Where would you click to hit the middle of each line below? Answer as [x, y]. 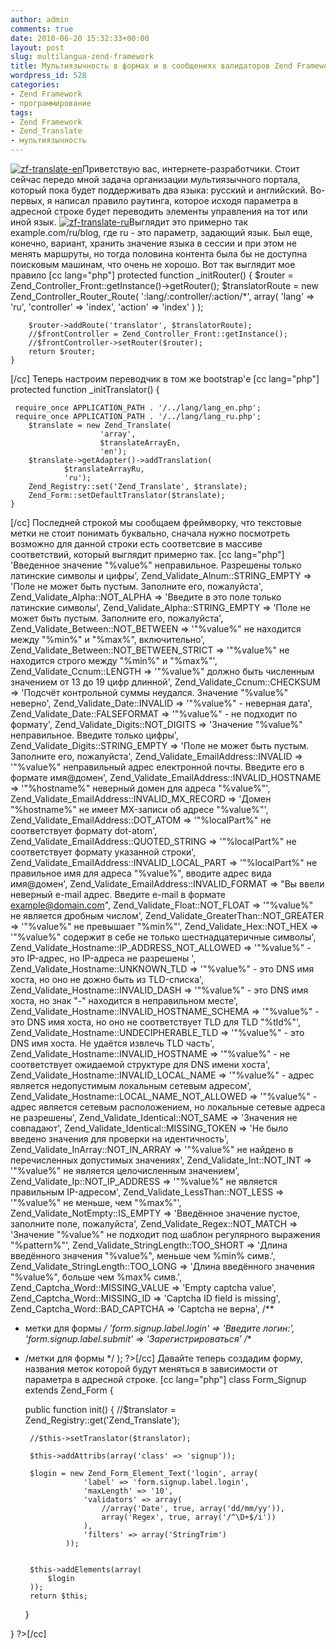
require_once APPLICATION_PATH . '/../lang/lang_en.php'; [138, 408]
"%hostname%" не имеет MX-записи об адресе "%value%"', [139, 809]
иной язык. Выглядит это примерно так [129, 222]
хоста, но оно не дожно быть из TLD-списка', [107, 979]
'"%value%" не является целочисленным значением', [125, 1170]
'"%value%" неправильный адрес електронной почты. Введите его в [157, 767]
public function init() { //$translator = [100, 1409]
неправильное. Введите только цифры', [94, 735]
